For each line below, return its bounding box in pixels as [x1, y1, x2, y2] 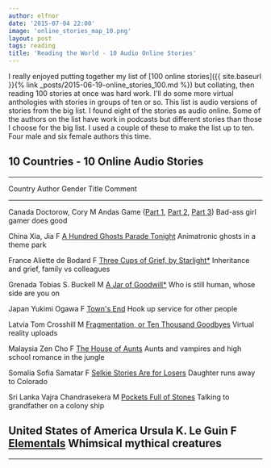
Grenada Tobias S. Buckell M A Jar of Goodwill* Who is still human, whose [8, 279, 256, 289]
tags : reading [8, 42, 56, 50]
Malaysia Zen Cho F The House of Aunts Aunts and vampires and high [8, 344, 242, 353]
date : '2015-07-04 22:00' [8, 19, 95, 27]
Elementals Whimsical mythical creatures [8, 437, 222, 450]
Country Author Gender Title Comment [8, 183, 137, 194]
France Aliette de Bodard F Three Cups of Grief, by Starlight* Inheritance [8, 255, 250, 265]
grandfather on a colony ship [8, 400, 105, 410]
